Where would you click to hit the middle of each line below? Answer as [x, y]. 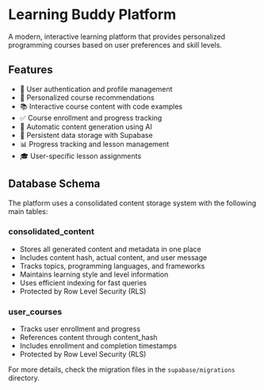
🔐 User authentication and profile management [96, 89]
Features [31, 70]
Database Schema [54, 184]
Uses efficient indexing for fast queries [83, 282]
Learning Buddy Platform [92, 15]
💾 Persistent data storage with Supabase [86, 135]
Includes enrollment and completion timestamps [98, 346]
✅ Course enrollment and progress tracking [91, 117]
